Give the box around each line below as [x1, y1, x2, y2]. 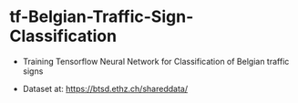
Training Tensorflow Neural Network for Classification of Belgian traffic [22, 56, 290, 67]
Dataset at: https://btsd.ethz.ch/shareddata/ [22, 83, 189, 94]
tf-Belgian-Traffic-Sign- [9, 6, 194, 27]
